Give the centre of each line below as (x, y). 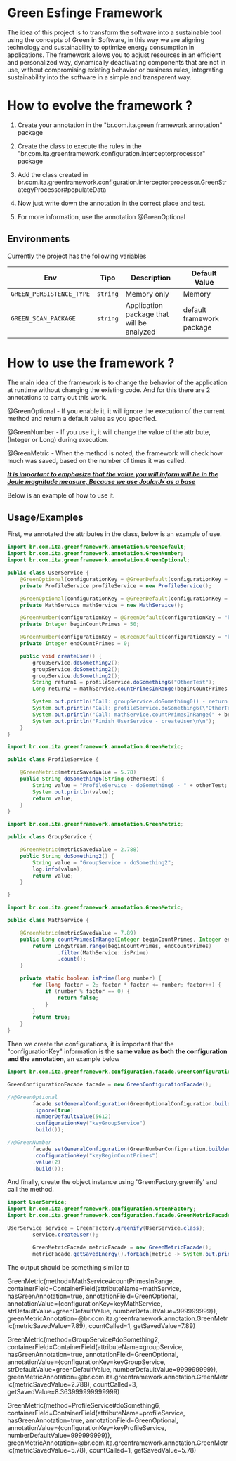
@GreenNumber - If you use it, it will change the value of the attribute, (109, 432)
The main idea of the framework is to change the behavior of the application (117, 382)
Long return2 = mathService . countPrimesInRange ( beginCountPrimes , (132, 689)
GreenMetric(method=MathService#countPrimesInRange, (91, 1281)
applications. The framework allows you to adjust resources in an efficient (114, 55)
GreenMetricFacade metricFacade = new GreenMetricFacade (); (122, 1247)
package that (147, 314)
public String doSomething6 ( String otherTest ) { (92, 779)
